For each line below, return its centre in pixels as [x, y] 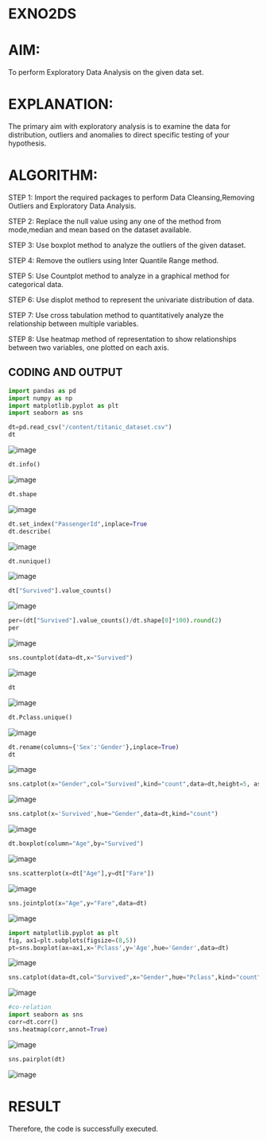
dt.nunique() [30, 561]
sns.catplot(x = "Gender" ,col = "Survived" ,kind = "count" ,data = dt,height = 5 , [129, 784]
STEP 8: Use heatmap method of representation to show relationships [122, 339]
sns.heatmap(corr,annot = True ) [58, 1029]
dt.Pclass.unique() [41, 717]
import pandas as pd [43, 390]
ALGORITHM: [53, 175]
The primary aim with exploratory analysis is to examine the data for [119, 126]
